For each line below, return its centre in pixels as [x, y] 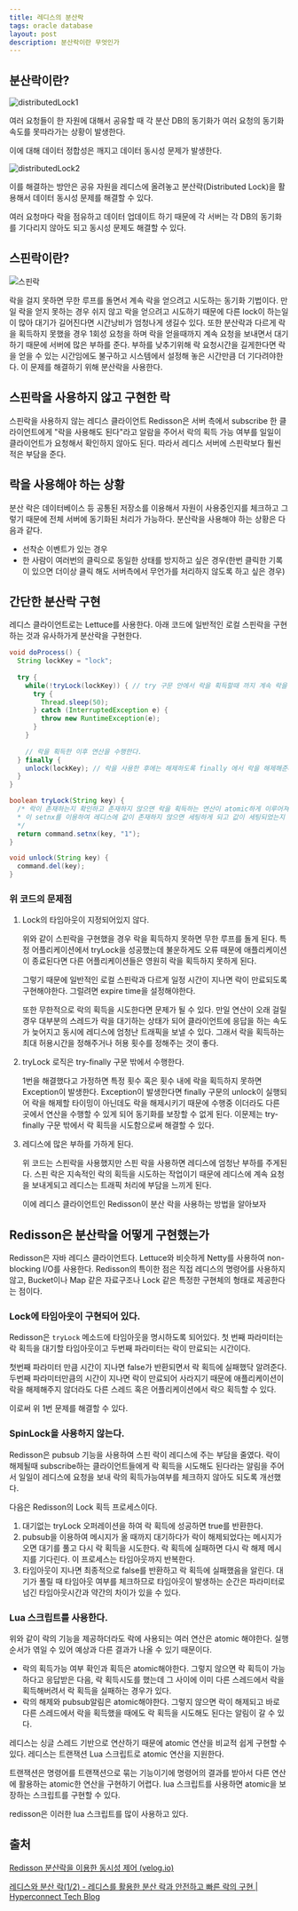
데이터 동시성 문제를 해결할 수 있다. [93, 198]
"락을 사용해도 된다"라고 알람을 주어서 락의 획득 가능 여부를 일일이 [168, 432]
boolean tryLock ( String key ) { [67, 801]
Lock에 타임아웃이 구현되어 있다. [75, 1317]
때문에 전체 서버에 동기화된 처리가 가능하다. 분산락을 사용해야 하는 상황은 [151, 519]
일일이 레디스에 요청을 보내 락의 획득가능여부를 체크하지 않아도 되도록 [138, 1477]
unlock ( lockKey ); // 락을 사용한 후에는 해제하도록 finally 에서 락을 [142, 768]
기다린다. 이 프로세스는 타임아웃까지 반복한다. [117, 1558]
